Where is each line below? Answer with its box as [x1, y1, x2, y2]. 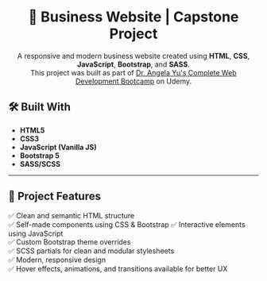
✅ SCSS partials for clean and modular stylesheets [8, 246, 175, 256]
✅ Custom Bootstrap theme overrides [8, 237, 131, 246]
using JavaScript [8, 229, 64, 238]
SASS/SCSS [19, 159, 61, 168]
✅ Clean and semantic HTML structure [8, 210, 135, 220]
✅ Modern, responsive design [8, 255, 106, 264]
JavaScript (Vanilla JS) [19, 142, 97, 152]
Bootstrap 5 [19, 151, 60, 160]
